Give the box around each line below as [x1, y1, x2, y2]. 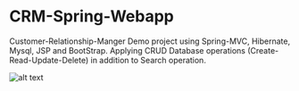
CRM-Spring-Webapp [9, 6, 174, 27]
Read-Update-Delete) [9, 54, 89, 65]
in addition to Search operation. [90, 54, 207, 65]
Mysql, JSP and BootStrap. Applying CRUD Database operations [9, 45, 246, 55]
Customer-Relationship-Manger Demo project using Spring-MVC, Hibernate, [9, 36, 291, 46]
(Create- [246, 45, 279, 55]
